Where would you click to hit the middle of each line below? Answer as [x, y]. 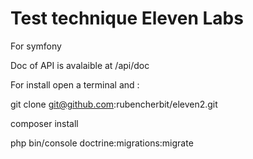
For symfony [36, 46]
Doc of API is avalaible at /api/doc [80, 65]
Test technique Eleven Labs [127, 18]
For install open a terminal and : [75, 84]
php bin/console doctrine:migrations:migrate [102, 143]
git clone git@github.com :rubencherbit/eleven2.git [114, 104]
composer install [44, 123]
